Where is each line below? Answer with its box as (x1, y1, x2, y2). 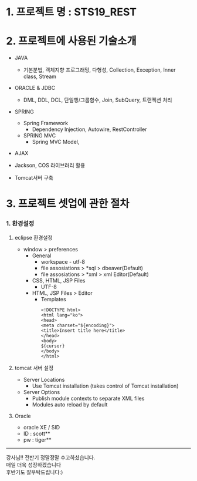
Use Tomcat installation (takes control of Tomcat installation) (32, 382, 179, 389)
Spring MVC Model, (32, 139, 80, 146)
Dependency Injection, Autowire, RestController (32, 126, 147, 133)
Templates (40, 295, 66, 302)
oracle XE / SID (23, 423, 60, 430)
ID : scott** (23, 430, 51, 437)
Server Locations (23, 376, 65, 383)
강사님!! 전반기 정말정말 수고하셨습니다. (6, 453, 96, 461)
